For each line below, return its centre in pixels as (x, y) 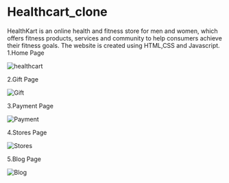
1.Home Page (26, 53)
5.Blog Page (24, 159)
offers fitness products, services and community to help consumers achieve (115, 38)
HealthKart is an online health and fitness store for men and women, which (112, 31)
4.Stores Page (27, 132)
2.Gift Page (23, 79)
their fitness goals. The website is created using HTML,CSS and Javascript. (114, 45)
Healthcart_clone (57, 12)
